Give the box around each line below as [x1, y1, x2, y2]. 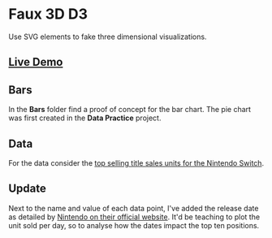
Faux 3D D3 [8, 5, 88, 24]
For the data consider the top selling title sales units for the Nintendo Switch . [8, 158, 265, 167]
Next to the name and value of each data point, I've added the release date [8, 203, 259, 213]
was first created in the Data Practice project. [8, 113, 162, 123]
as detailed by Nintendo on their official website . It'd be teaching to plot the [8, 212, 261, 222]
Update [8, 182, 47, 196]
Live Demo [8, 55, 63, 69]
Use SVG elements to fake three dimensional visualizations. [8, 32, 207, 41]
